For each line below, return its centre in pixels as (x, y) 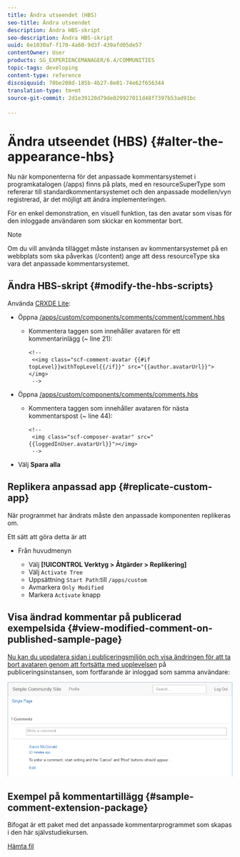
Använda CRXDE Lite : (39, 303)
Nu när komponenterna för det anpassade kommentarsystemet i (102, 177)
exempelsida (36, 628)
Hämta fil (21, 846)
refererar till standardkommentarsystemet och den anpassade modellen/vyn (119, 192)
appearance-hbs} (61, 157)
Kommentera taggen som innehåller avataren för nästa (109, 408)
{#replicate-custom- (165, 487)
